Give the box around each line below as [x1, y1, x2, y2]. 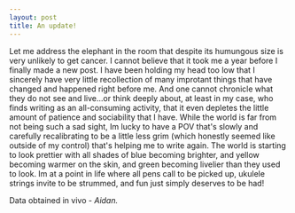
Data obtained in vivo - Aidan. [9, 194, 118, 205]
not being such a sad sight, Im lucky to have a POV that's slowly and [9, 121, 259, 131]
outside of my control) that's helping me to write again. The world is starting [9, 139, 286, 151]
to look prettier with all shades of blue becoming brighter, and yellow [9, 149, 260, 160]
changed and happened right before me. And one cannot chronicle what [9, 83, 274, 94]
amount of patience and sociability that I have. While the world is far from [9, 112, 277, 122]
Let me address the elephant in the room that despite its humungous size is [9, 45, 283, 56]
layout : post [9, 12, 58, 22]
